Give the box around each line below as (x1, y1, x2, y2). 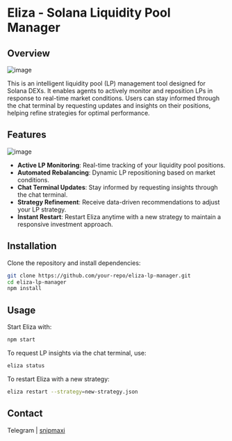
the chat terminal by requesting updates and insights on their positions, (7, 102, 211, 109)
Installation (7, 240, 57, 252)
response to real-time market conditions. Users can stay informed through (7, 94, 220, 102)
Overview (7, 47, 51, 59)
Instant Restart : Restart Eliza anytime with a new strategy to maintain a (17, 212, 221, 220)
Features (7, 129, 47, 141)
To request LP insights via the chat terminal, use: (7, 348, 147, 357)
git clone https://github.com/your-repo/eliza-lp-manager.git (7, 272, 191, 279)
